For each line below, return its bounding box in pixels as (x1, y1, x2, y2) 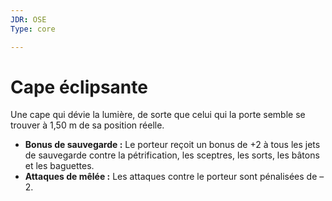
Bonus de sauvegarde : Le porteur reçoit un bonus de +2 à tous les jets (24, 139, 321, 151)
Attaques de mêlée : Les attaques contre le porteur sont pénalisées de (24, 171, 318, 183)
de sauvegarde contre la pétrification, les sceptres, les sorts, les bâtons (24, 149, 320, 161)
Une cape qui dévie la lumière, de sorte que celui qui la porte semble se (10, 109, 306, 121)
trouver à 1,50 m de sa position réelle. (10, 119, 165, 131)
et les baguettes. (24, 160, 95, 172)
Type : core (10, 24, 56, 34)
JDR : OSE (10, 14, 47, 25)
